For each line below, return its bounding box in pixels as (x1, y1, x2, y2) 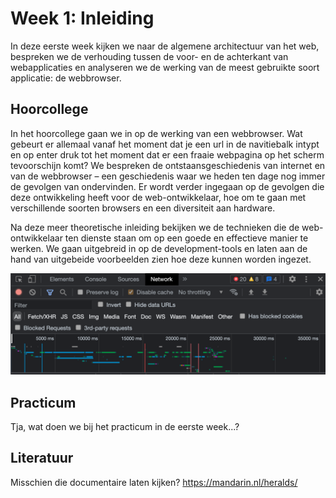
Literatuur (10, 450, 74, 467)
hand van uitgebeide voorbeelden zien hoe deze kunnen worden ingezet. (10, 253, 312, 265)
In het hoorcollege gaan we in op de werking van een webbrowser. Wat (10, 127, 303, 139)
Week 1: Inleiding (10, 7, 155, 30)
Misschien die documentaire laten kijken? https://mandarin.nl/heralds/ (10, 476, 298, 488)
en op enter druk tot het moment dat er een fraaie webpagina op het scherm (10, 148, 325, 161)
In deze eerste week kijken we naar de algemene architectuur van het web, (10, 40, 320, 52)
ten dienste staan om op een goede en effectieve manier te (64, 232, 309, 244)
